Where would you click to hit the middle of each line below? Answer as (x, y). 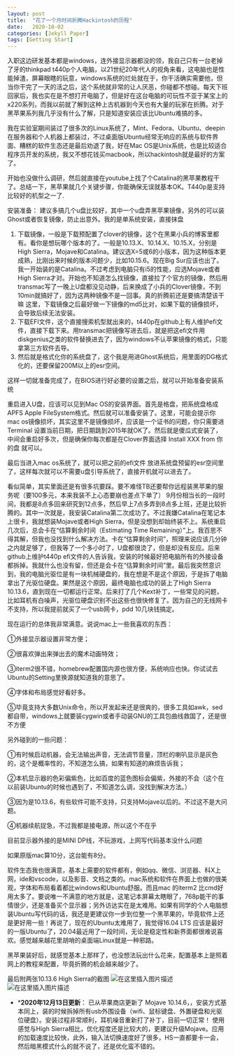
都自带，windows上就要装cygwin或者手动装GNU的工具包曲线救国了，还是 (114, 716)
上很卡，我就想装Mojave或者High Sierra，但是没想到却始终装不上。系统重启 (116, 521)
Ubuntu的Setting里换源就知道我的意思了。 (68, 678)
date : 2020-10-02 (36, 27)
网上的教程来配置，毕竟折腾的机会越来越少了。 (74, 964)
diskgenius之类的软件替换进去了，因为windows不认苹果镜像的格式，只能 (122, 339)
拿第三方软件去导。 (45, 348)
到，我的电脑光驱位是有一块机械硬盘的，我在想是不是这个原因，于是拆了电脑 (117, 574)
